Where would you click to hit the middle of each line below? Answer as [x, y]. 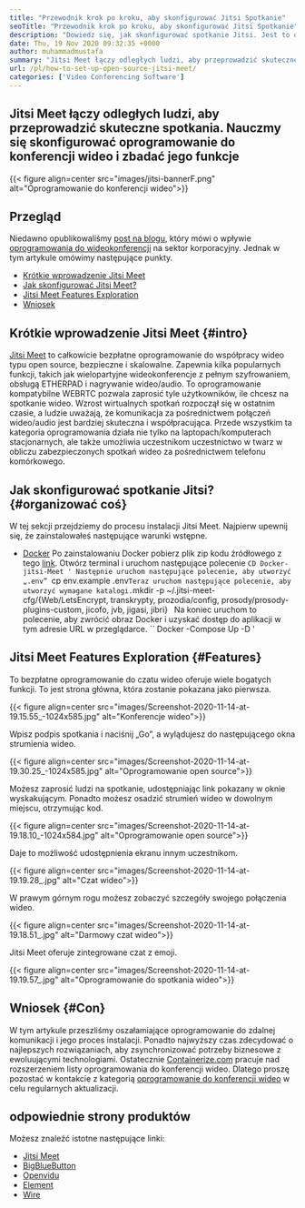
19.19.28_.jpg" [35, 880]
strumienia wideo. [43, 743]
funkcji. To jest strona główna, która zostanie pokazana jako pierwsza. [141, 689]
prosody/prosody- [255, 600]
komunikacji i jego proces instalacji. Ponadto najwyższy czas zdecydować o [152, 1040]
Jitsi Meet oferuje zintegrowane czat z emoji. [93, 952]
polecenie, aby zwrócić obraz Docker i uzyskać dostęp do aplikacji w [152, 619]
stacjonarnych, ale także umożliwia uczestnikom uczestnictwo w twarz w [146, 442]
